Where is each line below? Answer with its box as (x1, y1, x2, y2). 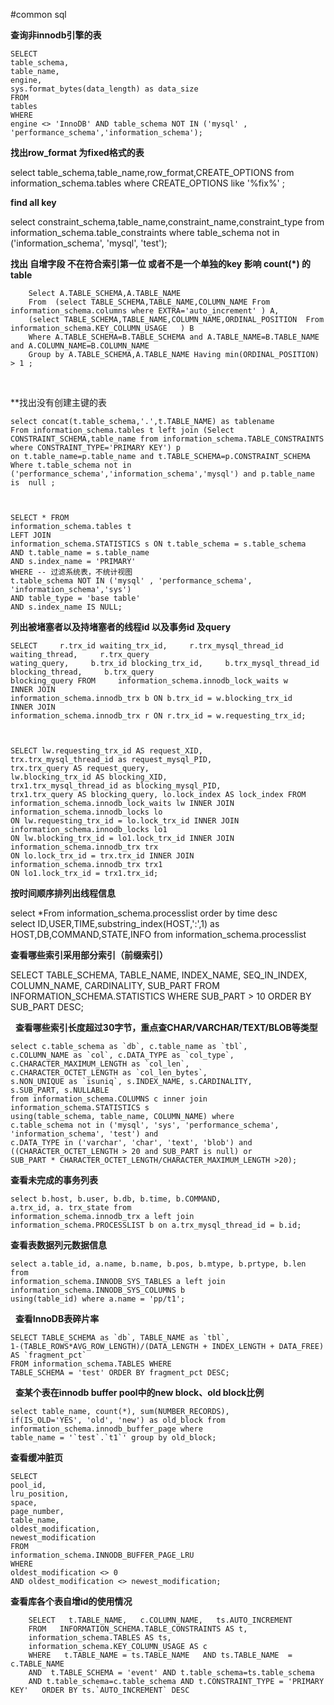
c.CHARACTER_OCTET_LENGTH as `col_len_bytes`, (10, 1068, 208, 1078)
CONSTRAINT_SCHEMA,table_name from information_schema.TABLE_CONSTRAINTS (10, 434, 325, 444)
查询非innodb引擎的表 (10, 29, 102, 41)
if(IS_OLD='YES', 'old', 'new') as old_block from (10, 1415, 226, 1425)
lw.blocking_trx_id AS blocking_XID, (10, 772, 168, 782)
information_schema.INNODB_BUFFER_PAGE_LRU (10, 1550, 195, 1560)
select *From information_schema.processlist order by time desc (10, 907, 278, 919)
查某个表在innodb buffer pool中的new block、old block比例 (14, 1387, 265, 1398)
